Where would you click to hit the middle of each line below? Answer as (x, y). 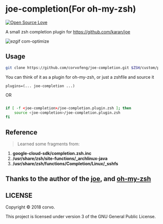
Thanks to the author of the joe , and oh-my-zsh (78, 179)
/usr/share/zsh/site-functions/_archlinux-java (60, 158)
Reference (22, 132)
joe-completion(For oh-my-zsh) (71, 9)
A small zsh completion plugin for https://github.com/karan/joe (68, 32)
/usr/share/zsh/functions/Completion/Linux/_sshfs (65, 164)
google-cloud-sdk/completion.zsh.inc (52, 154)
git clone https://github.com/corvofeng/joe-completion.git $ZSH (73, 68)
